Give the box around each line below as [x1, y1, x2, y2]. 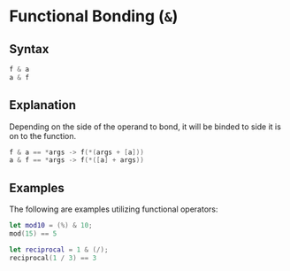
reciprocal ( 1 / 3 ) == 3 [9, 253, 97, 262]
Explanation [9, 97, 77, 112]
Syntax [9, 42, 50, 57]
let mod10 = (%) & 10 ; [9, 221, 93, 230]
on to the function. [9, 130, 77, 141]
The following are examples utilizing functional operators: [9, 204, 218, 214]
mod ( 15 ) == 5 [9, 229, 57, 238]
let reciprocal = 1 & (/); [9, 245, 109, 254]
